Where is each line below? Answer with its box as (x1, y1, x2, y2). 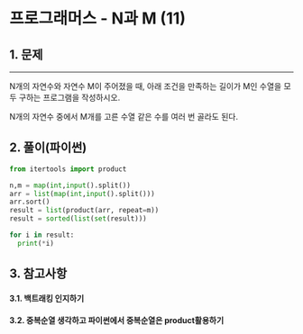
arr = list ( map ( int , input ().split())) (9, 189, 155, 198)
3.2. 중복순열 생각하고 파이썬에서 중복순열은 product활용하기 (9, 315, 225, 326)
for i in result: (9, 230, 75, 239)
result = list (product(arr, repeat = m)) (9, 206, 160, 215)
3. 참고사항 (9, 266, 68, 282)
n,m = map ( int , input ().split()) (9, 181, 131, 190)
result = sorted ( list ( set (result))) (9, 214, 147, 223)
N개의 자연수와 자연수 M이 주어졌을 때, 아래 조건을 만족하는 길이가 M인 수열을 (9, 81, 282, 91)
